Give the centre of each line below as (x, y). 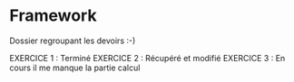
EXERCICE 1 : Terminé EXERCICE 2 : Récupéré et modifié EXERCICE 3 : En (147, 58)
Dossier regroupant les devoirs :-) (73, 41)
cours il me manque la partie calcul (75, 68)
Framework (53, 16)
